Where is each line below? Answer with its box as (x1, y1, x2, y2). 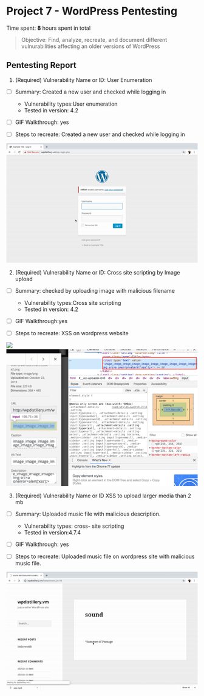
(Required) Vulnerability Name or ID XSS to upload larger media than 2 (15, 492, 191, 499)
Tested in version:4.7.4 (24, 528, 81, 536)
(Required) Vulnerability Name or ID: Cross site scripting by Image (15, 268, 180, 276)
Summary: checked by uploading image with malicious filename (15, 287, 175, 294)
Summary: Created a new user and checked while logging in (15, 88, 166, 95)
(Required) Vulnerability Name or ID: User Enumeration (15, 76, 152, 83)
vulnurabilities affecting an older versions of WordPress (21, 43, 160, 50)
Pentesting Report (6, 60, 77, 70)
